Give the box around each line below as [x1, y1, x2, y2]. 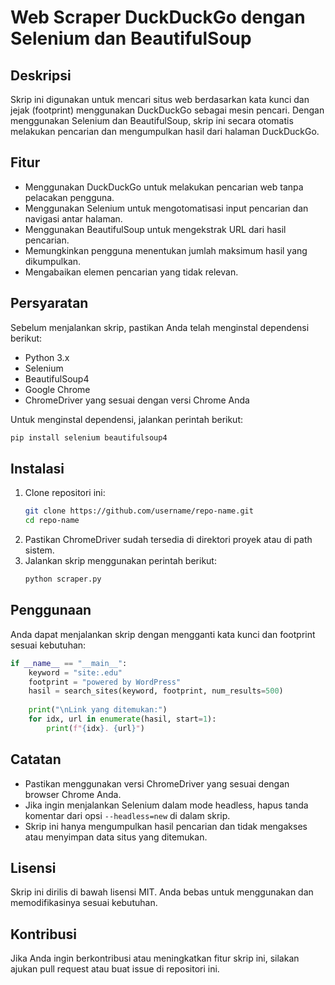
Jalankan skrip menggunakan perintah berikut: [24, 555, 217, 567]
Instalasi [10, 460, 65, 477]
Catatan [10, 751, 62, 768]
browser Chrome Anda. [24, 788, 122, 800]
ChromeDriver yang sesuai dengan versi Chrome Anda [24, 394, 250, 406]
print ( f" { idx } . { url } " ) [46, 723, 145, 733]
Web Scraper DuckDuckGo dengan [10, 6, 306, 29]
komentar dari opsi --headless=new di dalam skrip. [24, 809, 231, 821]
